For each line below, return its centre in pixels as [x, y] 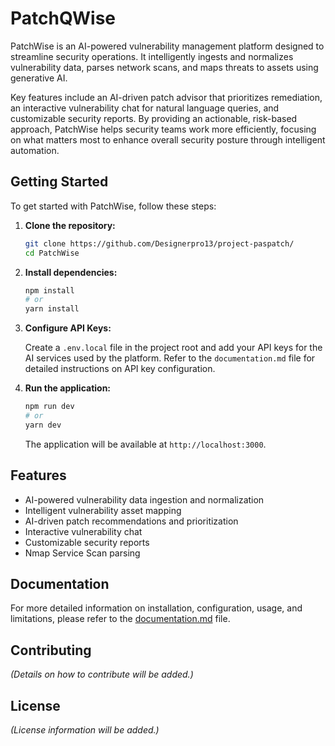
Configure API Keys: [68, 328]
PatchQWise [63, 18]
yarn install [52, 309]
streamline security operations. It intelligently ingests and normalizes [152, 56]
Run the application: [68, 388]
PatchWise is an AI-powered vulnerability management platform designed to [167, 46]
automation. [35, 150]
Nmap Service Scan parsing [82, 553]
